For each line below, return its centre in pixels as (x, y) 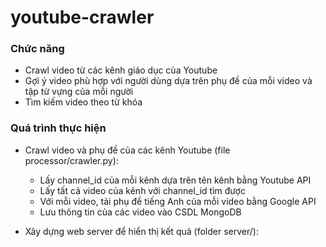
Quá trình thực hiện (58, 128)
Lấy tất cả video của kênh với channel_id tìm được (142, 190)
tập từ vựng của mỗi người (79, 92)
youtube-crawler (82, 17)
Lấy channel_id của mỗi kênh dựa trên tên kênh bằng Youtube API (175, 180)
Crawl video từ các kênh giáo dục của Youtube (121, 70)
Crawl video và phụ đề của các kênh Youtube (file (127, 150)
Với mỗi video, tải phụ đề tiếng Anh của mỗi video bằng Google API (178, 201)
